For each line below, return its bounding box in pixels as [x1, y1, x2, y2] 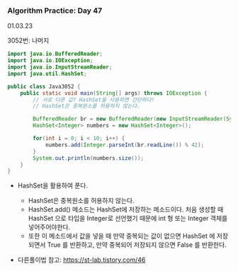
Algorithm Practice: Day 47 [7, 6, 103, 16]
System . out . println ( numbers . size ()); [33, 154, 144, 161]
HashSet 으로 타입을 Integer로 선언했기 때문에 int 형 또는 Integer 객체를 [28, 214, 228, 223]
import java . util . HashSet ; [7, 70, 87, 77]
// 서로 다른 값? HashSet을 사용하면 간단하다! [33, 96, 155, 103]
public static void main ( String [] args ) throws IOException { [20, 89, 208, 97]
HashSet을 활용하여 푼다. [17, 181, 89, 190]
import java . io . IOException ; [7, 57, 93, 64]
